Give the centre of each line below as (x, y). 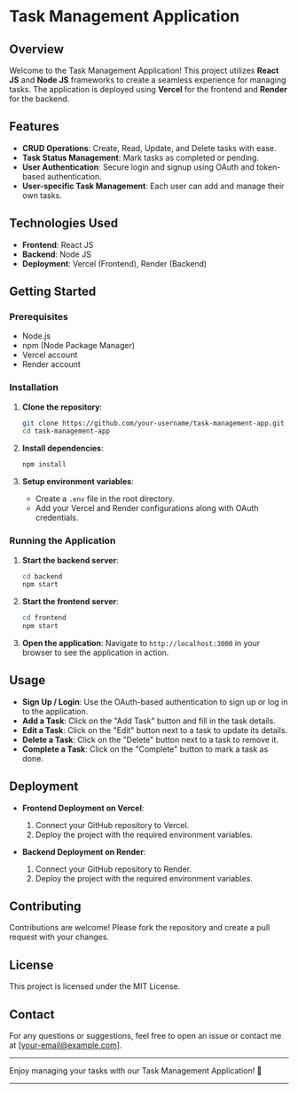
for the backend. (39, 99)
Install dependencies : (63, 448)
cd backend (42, 576)
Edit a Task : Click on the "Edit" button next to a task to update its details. (155, 730)
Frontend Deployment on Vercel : (83, 808)
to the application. (55, 711)
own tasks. (42, 195)
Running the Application (63, 541)
